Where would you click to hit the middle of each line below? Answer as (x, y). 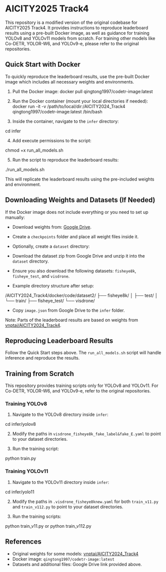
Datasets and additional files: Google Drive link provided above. (77, 564)
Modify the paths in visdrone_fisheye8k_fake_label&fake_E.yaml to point (86, 434)
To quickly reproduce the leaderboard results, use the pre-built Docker (77, 76)
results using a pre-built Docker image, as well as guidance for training (77, 33)
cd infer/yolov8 (21, 424)
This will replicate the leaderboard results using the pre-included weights (80, 179)
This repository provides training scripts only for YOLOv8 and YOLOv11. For (82, 385)
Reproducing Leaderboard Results (59, 340)
